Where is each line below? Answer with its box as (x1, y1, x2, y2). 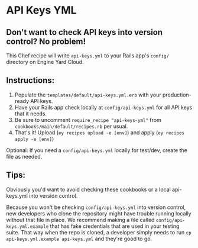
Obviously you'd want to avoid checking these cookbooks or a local (6, 186, 171, 193)
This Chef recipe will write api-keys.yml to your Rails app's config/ (6, 52, 170, 59)
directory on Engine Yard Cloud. (6, 59, 84, 65)
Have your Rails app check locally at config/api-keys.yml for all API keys (14, 104, 193, 111)
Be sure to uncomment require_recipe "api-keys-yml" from (14, 116, 161, 123)
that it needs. (14, 110, 47, 117)
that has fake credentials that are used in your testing (50, 223, 180, 230)
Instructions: (6, 75, 55, 86)
